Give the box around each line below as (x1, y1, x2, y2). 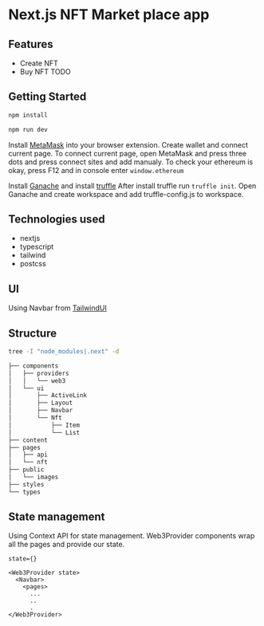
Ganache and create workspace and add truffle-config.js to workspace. (8, 189, 244, 199)
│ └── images (8, 473, 59, 481)
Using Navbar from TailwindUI (8, 303, 108, 313)
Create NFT (19, 58, 58, 68)
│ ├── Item (8, 421, 81, 429)
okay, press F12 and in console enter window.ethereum (8, 165, 184, 175)
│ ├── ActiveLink (8, 392, 88, 400)
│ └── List (8, 428, 81, 436)
